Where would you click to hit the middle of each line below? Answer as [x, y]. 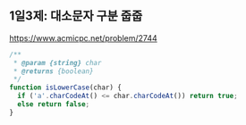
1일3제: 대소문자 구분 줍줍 [76, 16]
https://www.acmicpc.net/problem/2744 [84, 37]
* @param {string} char [57, 62]
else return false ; [54, 104]
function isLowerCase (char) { [66, 87]
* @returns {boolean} [53, 71]
